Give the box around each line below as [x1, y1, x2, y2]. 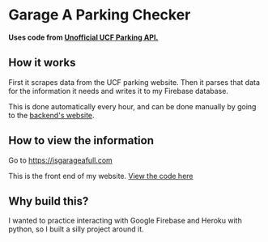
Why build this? [8, 194, 89, 208]
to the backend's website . [8, 110, 95, 120]
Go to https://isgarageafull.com [8, 155, 113, 165]
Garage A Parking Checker [8, 6, 191, 24]
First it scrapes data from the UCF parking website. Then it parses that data [8, 77, 261, 87]
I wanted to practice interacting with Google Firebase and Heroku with [8, 216, 243, 226]
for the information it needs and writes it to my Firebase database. [8, 86, 229, 96]
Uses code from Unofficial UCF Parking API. [8, 32, 159, 42]
